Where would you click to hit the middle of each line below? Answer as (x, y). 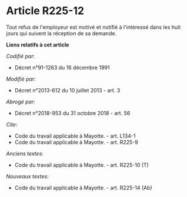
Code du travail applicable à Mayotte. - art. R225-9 (76, 142)
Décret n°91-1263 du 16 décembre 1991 (62, 67)
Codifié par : (21, 56)
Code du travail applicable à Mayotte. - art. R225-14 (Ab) (84, 188)
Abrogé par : (21, 102)
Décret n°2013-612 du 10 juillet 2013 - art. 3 (67, 90)
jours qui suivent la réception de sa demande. (61, 33)
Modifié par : (21, 79)
